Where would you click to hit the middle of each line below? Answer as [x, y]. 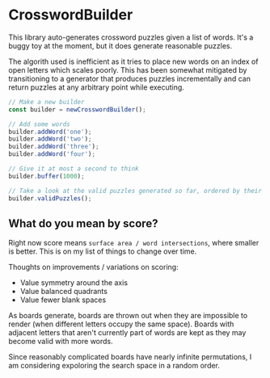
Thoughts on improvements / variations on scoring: [94, 267]
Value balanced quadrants [63, 292]
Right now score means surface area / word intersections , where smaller [134, 243]
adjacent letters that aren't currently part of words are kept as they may [127, 333]
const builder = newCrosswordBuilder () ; [78, 109]
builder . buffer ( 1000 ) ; [46, 176]
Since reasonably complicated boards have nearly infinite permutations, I [130, 357]
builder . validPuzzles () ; [50, 198]
